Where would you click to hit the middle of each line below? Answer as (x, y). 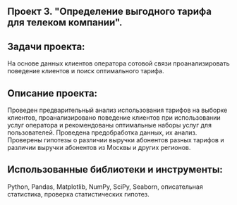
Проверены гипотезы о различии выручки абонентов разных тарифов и (116, 140)
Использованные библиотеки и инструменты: (115, 169)
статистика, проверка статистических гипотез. (78, 194)
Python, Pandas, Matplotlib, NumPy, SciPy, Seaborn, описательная (105, 187)
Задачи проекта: (46, 46)
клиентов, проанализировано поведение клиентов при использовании (114, 118)
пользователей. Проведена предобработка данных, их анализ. (102, 132)
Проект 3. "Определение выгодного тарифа (110, 12)
